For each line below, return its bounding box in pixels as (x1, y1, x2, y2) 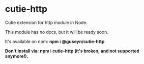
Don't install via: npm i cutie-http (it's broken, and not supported (5, 48, 140, 54)
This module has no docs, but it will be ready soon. (5, 29, 109, 35)
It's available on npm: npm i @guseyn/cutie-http (5, 38, 105, 44)
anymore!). (5, 53, 29, 59)
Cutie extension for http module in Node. (5, 20, 87, 25)
